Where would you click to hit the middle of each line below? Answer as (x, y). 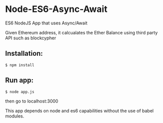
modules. (15, 116)
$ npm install (20, 65)
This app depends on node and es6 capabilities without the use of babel (79, 111)
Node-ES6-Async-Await (56, 9)
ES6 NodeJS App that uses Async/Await (46, 23)
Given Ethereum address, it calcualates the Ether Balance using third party (81, 32)
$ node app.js (20, 92)
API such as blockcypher (31, 38)
